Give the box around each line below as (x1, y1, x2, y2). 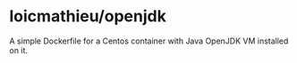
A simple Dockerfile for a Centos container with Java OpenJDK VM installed (9, 35, 289, 46)
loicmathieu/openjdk (9, 6, 167, 27)
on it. (9, 44, 29, 55)
